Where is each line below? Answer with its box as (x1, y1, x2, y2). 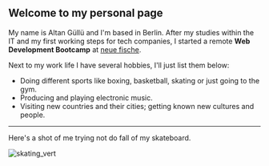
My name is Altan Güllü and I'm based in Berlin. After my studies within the (8, 27, 255, 37)
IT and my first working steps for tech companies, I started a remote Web (8, 36, 251, 46)
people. (19, 110, 46, 119)
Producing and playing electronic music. (19, 92, 154, 103)
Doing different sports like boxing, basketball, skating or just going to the (19, 75, 260, 85)
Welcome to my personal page (8, 6, 163, 20)
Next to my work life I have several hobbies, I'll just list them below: (8, 60, 230, 70)
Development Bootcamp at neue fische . (8, 44, 142, 55)
